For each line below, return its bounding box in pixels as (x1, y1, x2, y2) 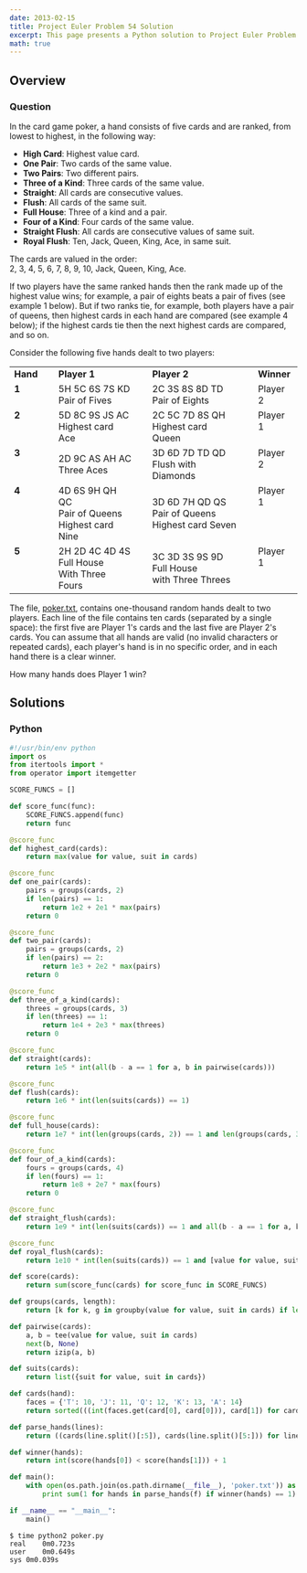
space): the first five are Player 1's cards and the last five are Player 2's (9, 622, 277, 632)
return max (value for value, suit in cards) (26, 852, 198, 862)
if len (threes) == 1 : (26, 1012, 108, 1022)
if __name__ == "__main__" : (9, 1505, 117, 1515)
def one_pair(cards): (9, 877, 92, 887)
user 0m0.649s (9, 1546, 76, 1557)
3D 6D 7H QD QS (152, 495, 227, 508)
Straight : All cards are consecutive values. (22, 186, 184, 197)
